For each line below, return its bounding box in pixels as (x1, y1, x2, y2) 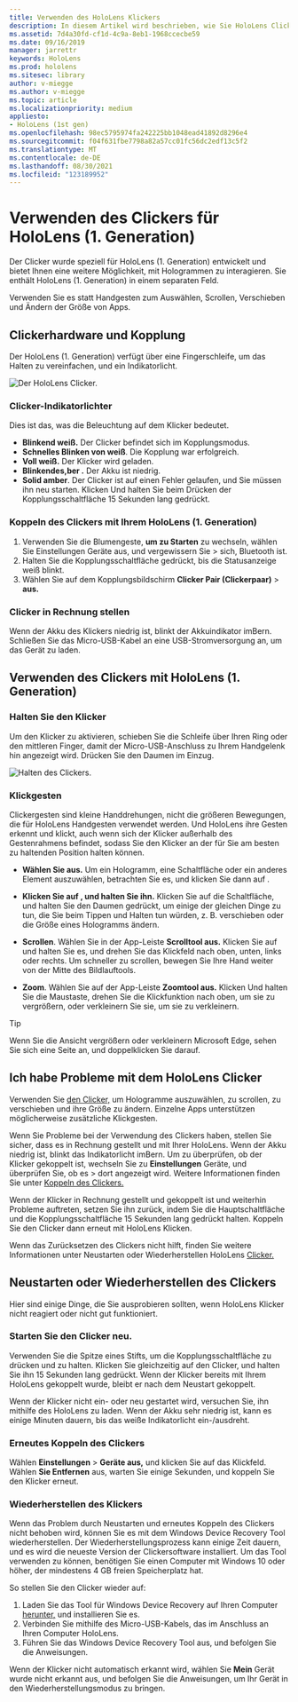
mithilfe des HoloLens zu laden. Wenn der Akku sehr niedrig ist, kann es (9, 1405, 272, 1416)
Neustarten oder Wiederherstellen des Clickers (9, 1275, 277, 1290)
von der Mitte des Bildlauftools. (21, 964, 136, 975)
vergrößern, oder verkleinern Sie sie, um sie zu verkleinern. (21, 1001, 239, 1011)
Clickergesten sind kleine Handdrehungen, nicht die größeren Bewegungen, (9, 809, 286, 819)
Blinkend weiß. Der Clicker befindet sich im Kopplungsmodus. (21, 437, 250, 448)
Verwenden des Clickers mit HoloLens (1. (9, 670, 241, 685)
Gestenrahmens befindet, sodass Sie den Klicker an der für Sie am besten (9, 837, 279, 848)
